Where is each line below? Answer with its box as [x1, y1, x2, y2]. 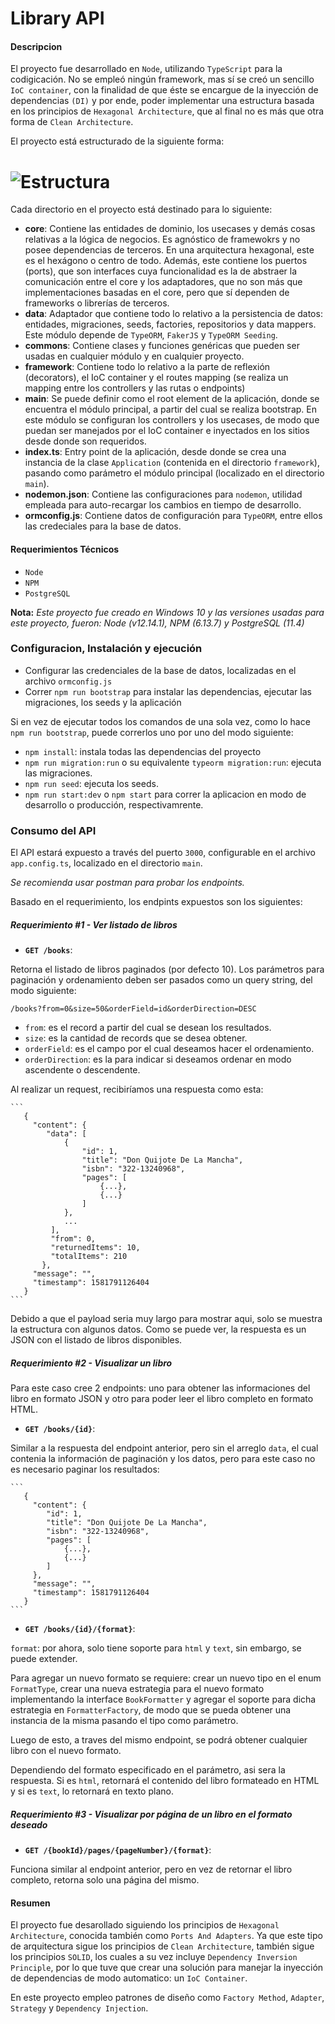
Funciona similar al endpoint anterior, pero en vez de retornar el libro [10, 1863, 293, 1876]
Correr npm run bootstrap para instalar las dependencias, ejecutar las [24, 685, 312, 697]
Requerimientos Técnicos [10, 543, 120, 555]
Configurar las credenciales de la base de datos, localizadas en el [24, 664, 297, 676]
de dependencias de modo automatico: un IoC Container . [10, 1972, 248, 1984]
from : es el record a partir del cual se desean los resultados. [24, 1022, 272, 1034]
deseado [10, 1818, 48, 1831]
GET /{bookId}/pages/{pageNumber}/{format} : [24, 1844, 212, 1856]
